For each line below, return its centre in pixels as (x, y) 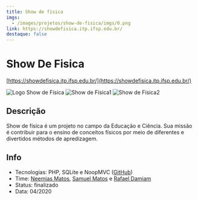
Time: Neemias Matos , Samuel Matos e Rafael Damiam (83, 178)
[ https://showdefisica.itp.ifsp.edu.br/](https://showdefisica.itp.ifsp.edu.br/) (99, 81)
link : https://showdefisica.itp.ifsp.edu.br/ (64, 29)
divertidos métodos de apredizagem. (52, 139)
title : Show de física (35, 12)
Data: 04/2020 (33, 191)
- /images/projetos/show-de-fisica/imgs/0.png (71, 23)
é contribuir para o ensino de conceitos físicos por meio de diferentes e (95, 132)
